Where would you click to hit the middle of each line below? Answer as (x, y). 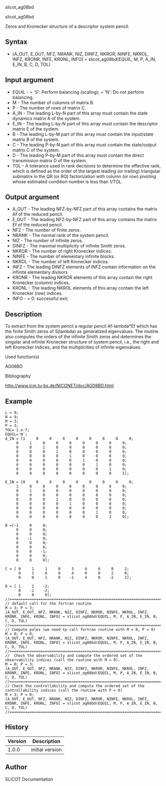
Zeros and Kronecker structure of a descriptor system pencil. (67, 26)
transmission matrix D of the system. (50, 160)
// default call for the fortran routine (48, 604)
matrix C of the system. (36, 150)
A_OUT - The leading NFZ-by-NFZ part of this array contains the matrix (85, 209)
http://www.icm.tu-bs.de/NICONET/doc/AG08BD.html (60, 386)
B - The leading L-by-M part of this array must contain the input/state (83, 134)
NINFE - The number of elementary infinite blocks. (63, 256)
